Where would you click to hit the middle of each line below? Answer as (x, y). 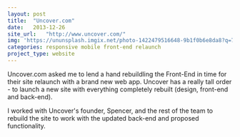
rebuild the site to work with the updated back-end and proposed (103, 118)
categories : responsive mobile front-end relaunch (84, 47)
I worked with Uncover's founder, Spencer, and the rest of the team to (110, 111)
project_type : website (41, 54)
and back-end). (30, 96)
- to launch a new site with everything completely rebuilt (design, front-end (118, 89)
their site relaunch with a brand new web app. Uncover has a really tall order (120, 81)
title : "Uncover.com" (41, 21)
